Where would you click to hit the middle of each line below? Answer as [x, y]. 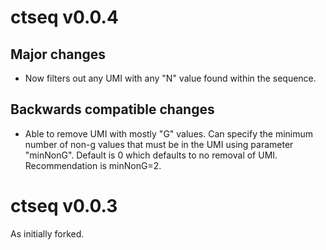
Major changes [58, 54]
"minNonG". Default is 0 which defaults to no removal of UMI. [151, 155]
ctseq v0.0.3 [64, 206]
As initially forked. [47, 233]
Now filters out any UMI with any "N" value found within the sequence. [170, 78]
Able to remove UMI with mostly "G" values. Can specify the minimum [169, 133]
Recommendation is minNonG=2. [93, 165]
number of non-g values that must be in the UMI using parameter [159, 144]
